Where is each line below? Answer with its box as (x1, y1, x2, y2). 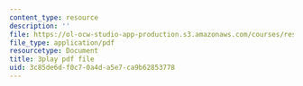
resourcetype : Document (9, 47, 99, 56)
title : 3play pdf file (9, 55, 95, 64)
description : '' (9, 21, 70, 30)
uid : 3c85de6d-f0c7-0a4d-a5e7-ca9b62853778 (9, 64, 176, 73)
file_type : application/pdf (9, 38, 115, 47)
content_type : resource (9, 13, 99, 22)
